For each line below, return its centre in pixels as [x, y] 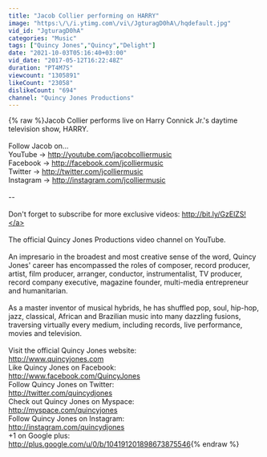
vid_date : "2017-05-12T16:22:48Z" [66, 61]
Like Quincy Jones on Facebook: [62, 368]
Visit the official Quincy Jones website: [73, 350]
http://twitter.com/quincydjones [61, 393]
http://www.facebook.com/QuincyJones [74, 376]
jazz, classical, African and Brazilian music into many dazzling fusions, [125, 317]
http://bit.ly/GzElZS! [214, 214]
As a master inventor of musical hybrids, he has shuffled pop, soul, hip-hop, [133, 308]
